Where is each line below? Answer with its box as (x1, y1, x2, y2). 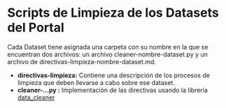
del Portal (7, 20, 64, 36)
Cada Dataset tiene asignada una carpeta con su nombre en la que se (7, 43, 209, 51)
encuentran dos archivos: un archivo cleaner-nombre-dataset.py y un (7, 50, 209, 59)
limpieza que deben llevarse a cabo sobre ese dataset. (17, 78, 175, 86)
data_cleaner (17, 93, 55, 102)
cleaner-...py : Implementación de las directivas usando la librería (17, 86, 209, 94)
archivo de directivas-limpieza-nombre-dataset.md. (7, 57, 156, 65)
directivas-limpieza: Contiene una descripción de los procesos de (17, 71, 210, 79)
